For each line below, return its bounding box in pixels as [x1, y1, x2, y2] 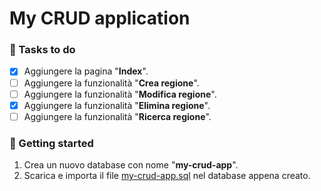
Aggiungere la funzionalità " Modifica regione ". [23, 88, 217, 100]
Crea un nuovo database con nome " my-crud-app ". [23, 159, 239, 171]
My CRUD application [9, 7, 191, 30]
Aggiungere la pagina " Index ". [23, 65, 149, 77]
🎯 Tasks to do [9, 43, 76, 57]
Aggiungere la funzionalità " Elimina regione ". [23, 99, 211, 111]
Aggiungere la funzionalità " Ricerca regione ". [23, 110, 212, 122]
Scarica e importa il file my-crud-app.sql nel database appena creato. [23, 170, 311, 182]
